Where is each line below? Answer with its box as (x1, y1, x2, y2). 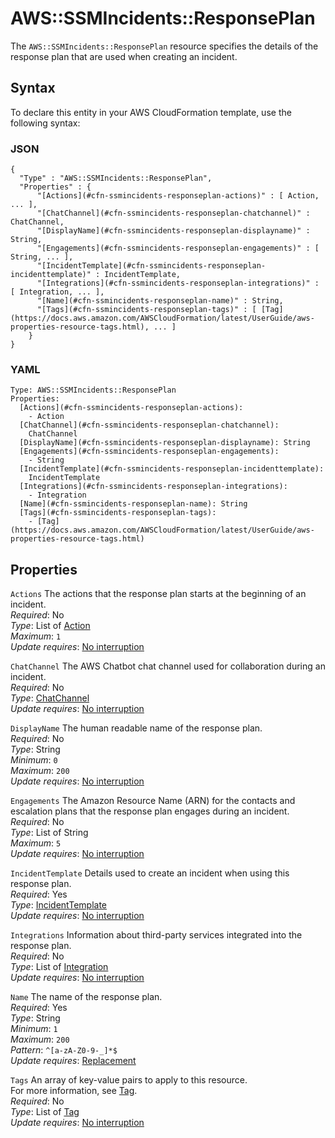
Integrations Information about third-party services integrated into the (10, 929, 303, 941)
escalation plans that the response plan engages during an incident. (10, 805, 290, 817)
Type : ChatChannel (10, 692, 90, 704)
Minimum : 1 (10, 1023, 58, 1035)
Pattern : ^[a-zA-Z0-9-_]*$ (10, 1044, 118, 1056)
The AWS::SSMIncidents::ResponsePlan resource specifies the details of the (10, 40, 319, 52)
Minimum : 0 (10, 754, 58, 766)
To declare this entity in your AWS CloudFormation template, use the (10, 106, 292, 118)
